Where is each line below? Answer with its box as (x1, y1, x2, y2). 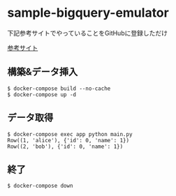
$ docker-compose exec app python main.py (7, 130, 133, 137)
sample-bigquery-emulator (7, 5, 169, 21)
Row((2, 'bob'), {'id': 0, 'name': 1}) (7, 143, 124, 150)
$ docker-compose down (7, 183, 73, 190)
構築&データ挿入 (7, 66, 78, 78)
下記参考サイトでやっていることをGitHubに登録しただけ (7, 29, 168, 37)
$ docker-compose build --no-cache (7, 85, 111, 92)
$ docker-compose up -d (7, 91, 77, 98)
